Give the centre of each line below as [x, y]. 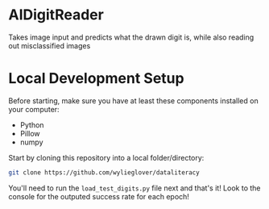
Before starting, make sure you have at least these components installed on [134, 100]
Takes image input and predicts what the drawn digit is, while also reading [131, 37]
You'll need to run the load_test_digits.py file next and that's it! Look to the [134, 188]
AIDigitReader [56, 15]
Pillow [30, 133]
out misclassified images [50, 45]
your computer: [34, 109]
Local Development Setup [96, 79]
